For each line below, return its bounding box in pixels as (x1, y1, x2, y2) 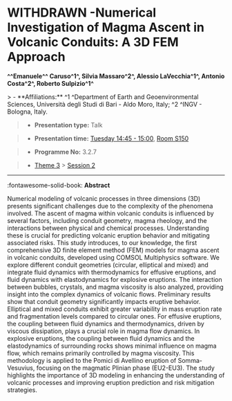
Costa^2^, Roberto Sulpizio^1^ (7, 79, 95, 87)
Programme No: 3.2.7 (34, 148, 97, 156)
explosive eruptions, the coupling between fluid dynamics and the (7, 334, 195, 342)
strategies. (7, 386, 38, 394)
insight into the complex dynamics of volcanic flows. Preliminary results (7, 289, 211, 298)
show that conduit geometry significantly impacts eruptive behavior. (7, 297, 201, 305)
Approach (7, 49, 66, 65)
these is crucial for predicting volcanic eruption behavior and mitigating (7, 231, 211, 240)
